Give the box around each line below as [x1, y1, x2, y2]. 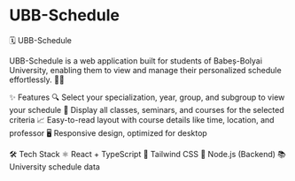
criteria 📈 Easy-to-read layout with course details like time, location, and [9, 114, 275, 124]
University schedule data [9, 161, 100, 172]
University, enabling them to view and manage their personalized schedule [9, 64, 282, 75]
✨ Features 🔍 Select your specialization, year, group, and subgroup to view [9, 92, 285, 102]
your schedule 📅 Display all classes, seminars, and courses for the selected [9, 104, 285, 115]
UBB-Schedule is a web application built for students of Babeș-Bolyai [9, 55, 263, 66]
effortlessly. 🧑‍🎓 [9, 74, 65, 85]
